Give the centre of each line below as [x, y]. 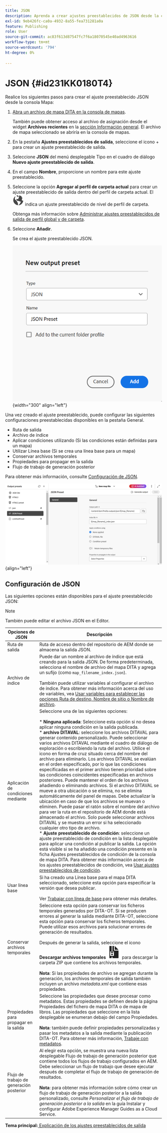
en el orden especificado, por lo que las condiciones [93, 764]
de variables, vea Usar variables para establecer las [92, 694]
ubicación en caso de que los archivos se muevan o [92, 802]
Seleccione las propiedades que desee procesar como [95, 996]
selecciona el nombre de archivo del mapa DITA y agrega [97, 667]
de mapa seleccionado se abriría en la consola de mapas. [71, 132]
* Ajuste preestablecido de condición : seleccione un [94, 833]
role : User [16, 32]
